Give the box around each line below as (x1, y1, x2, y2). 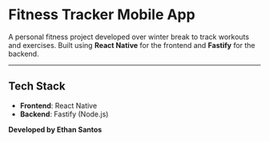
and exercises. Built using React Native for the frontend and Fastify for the (8, 40, 256, 49)
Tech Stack (8, 80, 66, 93)
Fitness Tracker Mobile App (8, 6, 196, 24)
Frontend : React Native (19, 101, 98, 110)
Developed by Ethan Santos (8, 124, 102, 134)
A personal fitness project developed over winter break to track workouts (8, 32, 250, 41)
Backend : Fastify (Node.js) (19, 109, 109, 119)
